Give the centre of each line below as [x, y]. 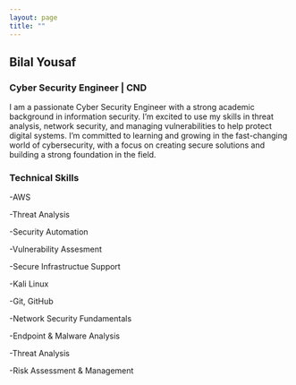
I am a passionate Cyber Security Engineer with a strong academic [132, 107]
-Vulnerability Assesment [56, 249]
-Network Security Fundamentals [71, 319]
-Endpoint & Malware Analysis [65, 336]
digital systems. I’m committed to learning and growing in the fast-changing [148, 136]
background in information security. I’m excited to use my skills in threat [142, 116]
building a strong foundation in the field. [83, 155]
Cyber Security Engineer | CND [78, 88]
